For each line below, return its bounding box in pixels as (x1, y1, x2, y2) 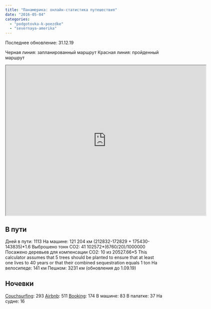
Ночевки (5, 279, 34, 288)
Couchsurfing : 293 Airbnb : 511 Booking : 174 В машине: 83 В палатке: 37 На (5, 292, 162, 298)
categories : (5, 17, 30, 22)
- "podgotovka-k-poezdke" (9, 21, 64, 27)
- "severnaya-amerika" (9, 26, 57, 31)
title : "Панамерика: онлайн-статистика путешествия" (5, 7, 117, 13)
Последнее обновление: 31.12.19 (5, 40, 74, 46)
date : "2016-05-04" (5, 12, 46, 17)
